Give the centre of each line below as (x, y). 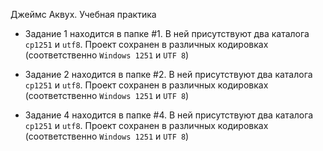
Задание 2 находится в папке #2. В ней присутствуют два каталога (168, 74)
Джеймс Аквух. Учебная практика (83, 14)
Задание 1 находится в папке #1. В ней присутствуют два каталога (167, 33)
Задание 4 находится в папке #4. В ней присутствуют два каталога (169, 115)
